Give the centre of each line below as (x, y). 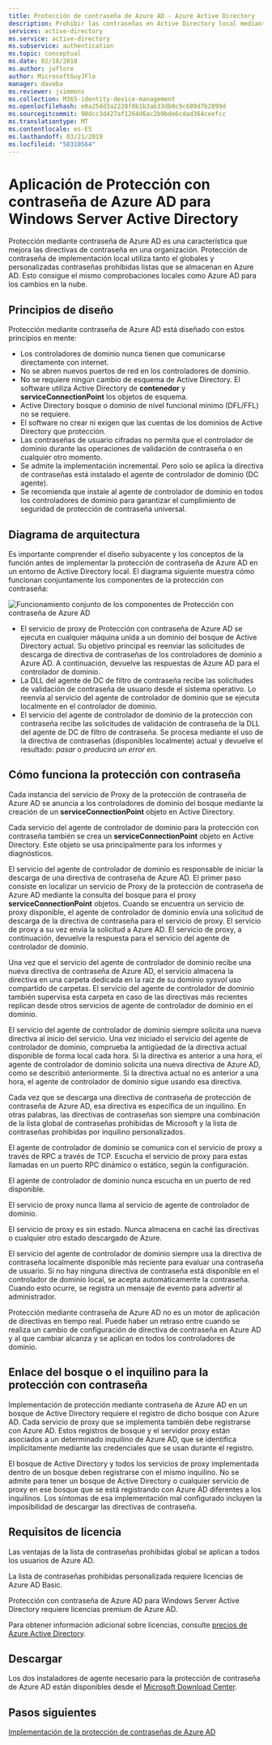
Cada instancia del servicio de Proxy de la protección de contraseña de (127, 794)
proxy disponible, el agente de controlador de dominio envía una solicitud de (136, 912)
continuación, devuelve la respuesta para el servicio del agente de (119, 937)
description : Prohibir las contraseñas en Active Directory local (123, 24)
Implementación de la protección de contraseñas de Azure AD (112, 1732)
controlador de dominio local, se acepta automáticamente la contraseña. (129, 1279)
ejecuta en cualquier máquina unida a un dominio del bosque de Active (138, 637)
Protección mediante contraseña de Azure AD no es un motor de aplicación (134, 1312)
